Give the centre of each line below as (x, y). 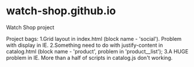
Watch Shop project (30, 27)
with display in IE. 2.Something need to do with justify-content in (85, 45)
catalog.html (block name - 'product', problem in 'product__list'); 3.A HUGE (97, 51)
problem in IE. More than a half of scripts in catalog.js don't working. (89, 58)
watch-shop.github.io (61, 11)
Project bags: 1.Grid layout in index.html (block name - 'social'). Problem (94, 39)
